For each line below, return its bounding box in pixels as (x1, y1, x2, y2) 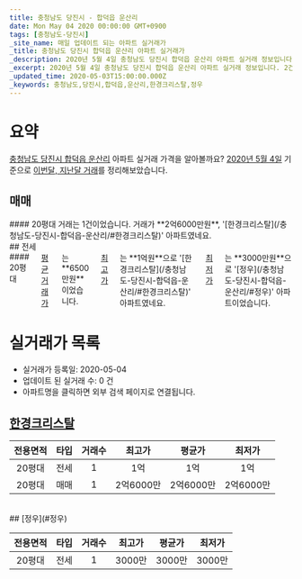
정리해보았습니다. (107, 164, 168, 176)
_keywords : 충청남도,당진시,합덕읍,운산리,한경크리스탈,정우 (9, 80, 204, 89)
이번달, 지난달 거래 (32, 164, 99, 176)
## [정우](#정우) (9, 513, 67, 524)
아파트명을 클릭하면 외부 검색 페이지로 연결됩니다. (22, 386, 196, 397)
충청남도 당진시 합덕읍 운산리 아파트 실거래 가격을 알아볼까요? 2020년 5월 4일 (9, 153, 283, 164)
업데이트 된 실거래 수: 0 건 (22, 375, 114, 386)
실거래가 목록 (9, 332, 101, 353)
